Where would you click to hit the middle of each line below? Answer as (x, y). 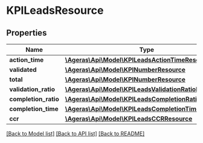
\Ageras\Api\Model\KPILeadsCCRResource (129, 119)
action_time (27, 60)
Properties (27, 33)
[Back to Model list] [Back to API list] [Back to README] (76, 134)
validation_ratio (32, 89)
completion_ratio (34, 99)
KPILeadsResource (55, 11)
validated (23, 70)
